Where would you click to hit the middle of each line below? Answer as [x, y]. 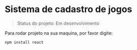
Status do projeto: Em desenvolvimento [58, 23]
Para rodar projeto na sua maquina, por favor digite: [59, 33]
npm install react [24, 42]
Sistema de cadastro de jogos [68, 9]
